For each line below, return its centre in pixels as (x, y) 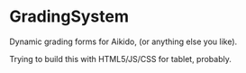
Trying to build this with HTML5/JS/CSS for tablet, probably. (121, 59)
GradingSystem (69, 17)
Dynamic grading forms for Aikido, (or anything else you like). (123, 41)
